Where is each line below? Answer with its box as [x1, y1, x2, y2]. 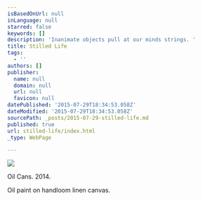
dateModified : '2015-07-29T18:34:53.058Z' [7, 108, 133, 115]
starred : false [7, 23, 52, 30]
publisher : [7, 69, 39, 76]
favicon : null [13, 95, 55, 102]
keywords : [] [7, 29, 46, 37]
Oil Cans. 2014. [7, 172, 51, 181]
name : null [13, 75, 46, 83]
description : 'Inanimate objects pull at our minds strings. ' [7, 36, 196, 43]
